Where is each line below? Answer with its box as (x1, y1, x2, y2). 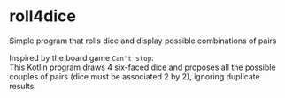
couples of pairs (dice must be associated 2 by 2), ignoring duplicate (9, 71, 260, 81)
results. (9, 80, 37, 91)
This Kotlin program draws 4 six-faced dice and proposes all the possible (9, 62, 276, 72)
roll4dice (9, 6, 77, 26)
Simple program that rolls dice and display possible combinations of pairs (9, 35, 277, 46)
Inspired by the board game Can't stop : (9, 52, 155, 63)
